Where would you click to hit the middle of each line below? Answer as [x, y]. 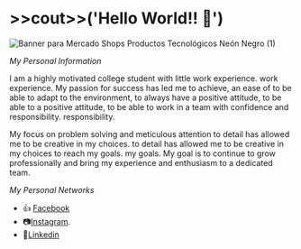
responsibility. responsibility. [62, 116]
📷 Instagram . [46, 221]
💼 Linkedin [41, 235]
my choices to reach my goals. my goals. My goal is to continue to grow [143, 153]
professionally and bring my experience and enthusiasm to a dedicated [141, 162]
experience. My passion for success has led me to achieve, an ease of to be [150, 88]
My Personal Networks [52, 189]
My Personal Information [55, 60]
